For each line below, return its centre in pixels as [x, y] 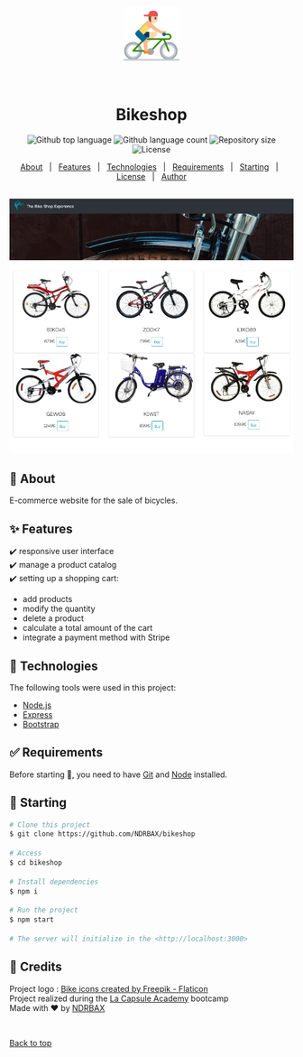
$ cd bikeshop [36, 863]
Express [37, 714]
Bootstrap [41, 724]
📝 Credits [36, 967]
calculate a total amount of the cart [87, 628]
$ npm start [32, 920]
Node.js [37, 705]
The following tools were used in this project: [93, 687]
